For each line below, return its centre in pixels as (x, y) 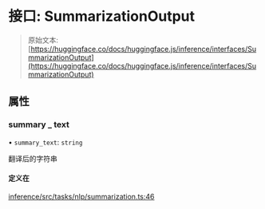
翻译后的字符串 (33, 158)
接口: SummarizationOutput (102, 16)
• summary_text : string (45, 142)
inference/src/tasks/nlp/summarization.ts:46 (81, 196)
